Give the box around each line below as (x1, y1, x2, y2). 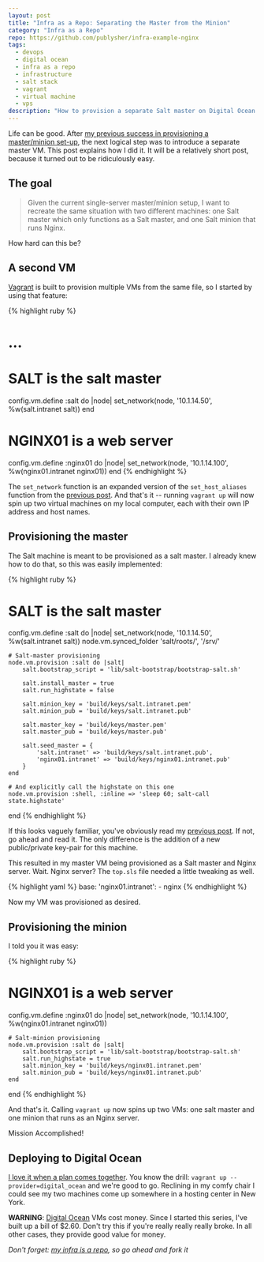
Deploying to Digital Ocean (8, 1151, 143, 1165)
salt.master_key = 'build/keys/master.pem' (22, 721, 168, 729)
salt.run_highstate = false (22, 687, 114, 695)
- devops (15, 48, 44, 56)
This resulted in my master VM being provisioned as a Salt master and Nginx (8, 858, 257, 868)
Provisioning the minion (8, 920, 128, 933)
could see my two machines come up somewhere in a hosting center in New (8, 1189, 256, 1198)
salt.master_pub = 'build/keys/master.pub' (22, 728, 168, 736)
